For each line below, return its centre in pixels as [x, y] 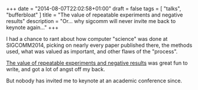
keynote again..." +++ [33, 27]
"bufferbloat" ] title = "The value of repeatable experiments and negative [95, 15]
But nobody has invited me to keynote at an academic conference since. [94, 81]
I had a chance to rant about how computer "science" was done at [87, 39]
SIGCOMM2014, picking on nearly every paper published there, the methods [99, 45]
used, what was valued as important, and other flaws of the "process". [92, 52]
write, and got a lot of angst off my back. [56, 69]
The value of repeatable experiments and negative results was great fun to [97, 63]
